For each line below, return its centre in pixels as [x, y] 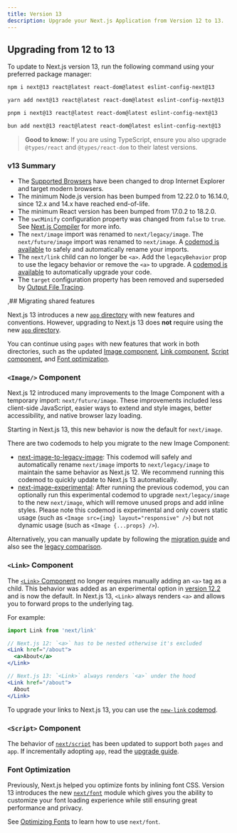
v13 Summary [32, 165]
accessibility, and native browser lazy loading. [75, 416]
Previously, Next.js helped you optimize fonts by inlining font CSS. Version [116, 785]
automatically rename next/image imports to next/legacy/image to [114, 465]
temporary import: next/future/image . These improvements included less [115, 401]
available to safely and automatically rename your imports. [103, 250]
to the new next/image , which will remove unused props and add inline [121, 503]
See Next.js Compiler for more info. [69, 227]
